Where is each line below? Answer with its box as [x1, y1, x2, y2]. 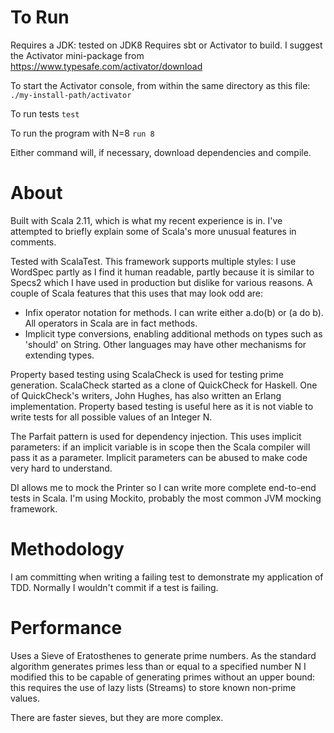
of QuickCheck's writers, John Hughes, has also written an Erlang [10, 389, 282, 401]
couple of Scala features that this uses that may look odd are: [10, 287, 264, 299]
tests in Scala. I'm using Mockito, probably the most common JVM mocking [10, 492, 322, 504]
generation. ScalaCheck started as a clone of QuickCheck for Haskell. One [10, 379, 318, 391]
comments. [10, 236, 57, 248]
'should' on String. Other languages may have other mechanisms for [24, 338, 307, 350]
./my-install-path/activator [10, 90, 132, 100]
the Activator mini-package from [10, 49, 145, 61]
